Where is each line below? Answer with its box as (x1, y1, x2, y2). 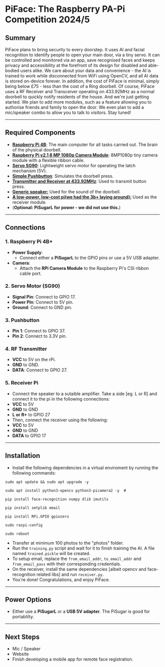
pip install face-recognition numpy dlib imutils (5, 497, 109, 502)
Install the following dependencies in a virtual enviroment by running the (12, 465, 159, 471)
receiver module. (12, 199, 47, 205)
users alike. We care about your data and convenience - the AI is (20, 68, 151, 74)
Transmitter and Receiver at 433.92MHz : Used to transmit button (12, 178, 146, 184)
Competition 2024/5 (5, 14, 90, 25)
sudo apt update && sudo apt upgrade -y (5, 480, 89, 484)
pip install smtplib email (5, 505, 60, 510)
